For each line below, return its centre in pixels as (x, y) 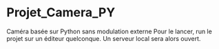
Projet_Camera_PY (61, 13)
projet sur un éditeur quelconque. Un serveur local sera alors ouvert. (104, 38)
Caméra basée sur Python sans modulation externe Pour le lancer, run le (109, 31)
